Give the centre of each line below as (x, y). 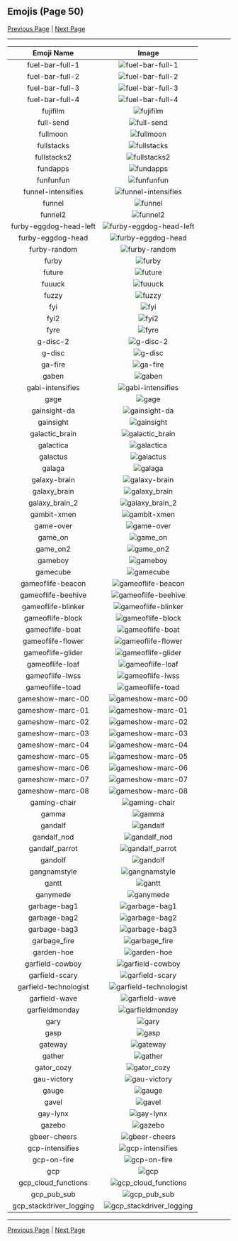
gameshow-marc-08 (53, 791)
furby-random (53, 249)
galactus (53, 457)
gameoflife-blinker (53, 606)
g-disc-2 (53, 341)
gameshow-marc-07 (53, 779)
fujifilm (53, 111)
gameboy (53, 560)
